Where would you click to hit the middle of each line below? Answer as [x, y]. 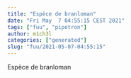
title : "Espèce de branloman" [52, 14]
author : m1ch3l [30, 34]
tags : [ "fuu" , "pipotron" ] [47, 27]
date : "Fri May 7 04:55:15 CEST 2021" [66, 21]
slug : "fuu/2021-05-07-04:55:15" [57, 47]
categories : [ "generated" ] [47, 40]
